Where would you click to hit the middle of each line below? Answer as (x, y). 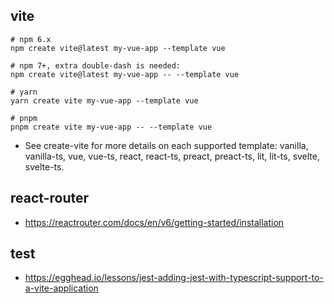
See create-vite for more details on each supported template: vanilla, (166, 145)
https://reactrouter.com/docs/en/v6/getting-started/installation (154, 222)
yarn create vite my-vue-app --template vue (104, 100)
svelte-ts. (44, 166)
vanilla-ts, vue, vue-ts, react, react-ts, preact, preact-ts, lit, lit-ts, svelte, (172, 156)
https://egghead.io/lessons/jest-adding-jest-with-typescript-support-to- (174, 278)
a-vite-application (61, 288)
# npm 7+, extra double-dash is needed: (96, 65)
